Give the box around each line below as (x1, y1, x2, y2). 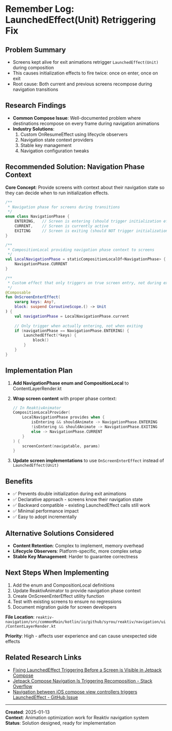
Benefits (5, 477, 33, 486)
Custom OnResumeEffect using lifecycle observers (20, 131, 128, 137)
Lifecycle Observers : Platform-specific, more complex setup (12, 548, 142, 554)
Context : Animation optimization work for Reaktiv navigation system (5, 714, 149, 720)
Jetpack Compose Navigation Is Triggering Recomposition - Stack (12, 678, 153, 684)
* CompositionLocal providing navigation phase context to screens (7, 247, 155, 252)
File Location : (5, 614, 35, 620)
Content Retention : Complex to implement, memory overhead (12, 542, 144, 549)
